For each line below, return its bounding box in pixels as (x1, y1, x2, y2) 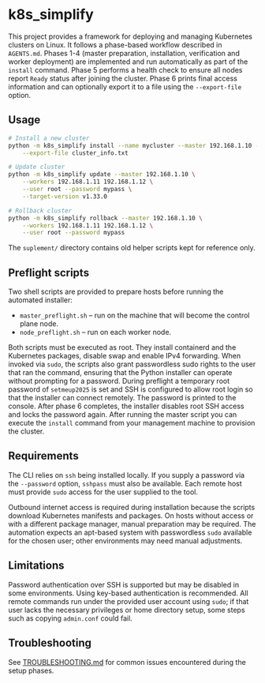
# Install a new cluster (8, 134, 90, 142)
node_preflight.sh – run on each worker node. (19, 328, 172, 337)
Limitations (8, 559, 65, 572)
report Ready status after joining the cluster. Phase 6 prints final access (8, 73, 238, 83)
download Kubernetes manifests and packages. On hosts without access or (8, 511, 254, 520)
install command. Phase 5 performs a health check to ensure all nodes (8, 65, 243, 74)
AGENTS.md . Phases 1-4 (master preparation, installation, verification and (8, 48, 241, 58)
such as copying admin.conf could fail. (8, 614, 132, 623)
